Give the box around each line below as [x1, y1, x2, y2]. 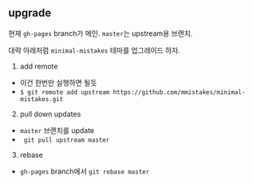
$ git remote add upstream [19, 88, 110, 96]
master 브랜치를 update [19, 125, 95, 135]
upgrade [8, 6, 52, 20]
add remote [19, 61, 58, 71]
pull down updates [19, 109, 81, 119]
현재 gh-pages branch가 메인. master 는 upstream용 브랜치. [8, 28, 193, 38]
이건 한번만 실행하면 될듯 [19, 77, 97, 87]
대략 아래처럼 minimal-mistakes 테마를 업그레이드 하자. [8, 45, 181, 55]
